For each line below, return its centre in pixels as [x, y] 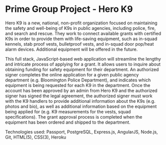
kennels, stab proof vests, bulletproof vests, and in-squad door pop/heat [80, 44]
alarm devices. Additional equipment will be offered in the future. [72, 49]
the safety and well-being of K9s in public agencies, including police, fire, [81, 28]
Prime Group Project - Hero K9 [69, 9]
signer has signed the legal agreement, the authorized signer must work [79, 96]
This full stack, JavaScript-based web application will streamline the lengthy [83, 59]
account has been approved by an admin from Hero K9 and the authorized [81, 90]
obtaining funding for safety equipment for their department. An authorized [82, 69]
